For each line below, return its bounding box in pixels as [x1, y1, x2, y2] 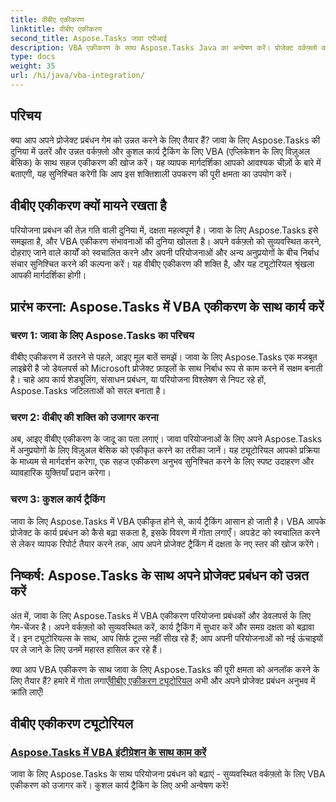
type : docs [10, 52, 56, 62]
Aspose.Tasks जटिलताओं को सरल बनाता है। [10, 385, 167, 397]
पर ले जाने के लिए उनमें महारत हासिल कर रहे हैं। [10, 643, 163, 655]
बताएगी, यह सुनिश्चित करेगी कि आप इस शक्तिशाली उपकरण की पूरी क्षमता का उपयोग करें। [10, 167, 293, 180]
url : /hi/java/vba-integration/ [10, 71, 145, 81]
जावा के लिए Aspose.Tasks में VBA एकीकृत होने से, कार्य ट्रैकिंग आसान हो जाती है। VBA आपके [10, 515, 326, 527]
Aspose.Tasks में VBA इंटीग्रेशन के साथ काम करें [10, 745, 207, 759]
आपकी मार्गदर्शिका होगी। [10, 269, 87, 281]
